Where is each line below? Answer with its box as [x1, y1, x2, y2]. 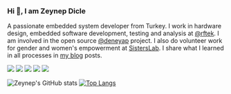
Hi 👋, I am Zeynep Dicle [7, 6, 86, 16]
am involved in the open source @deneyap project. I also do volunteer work [7, 37, 223, 45]
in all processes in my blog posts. [7, 51, 102, 59]
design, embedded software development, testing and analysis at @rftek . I [7, 29, 219, 37]
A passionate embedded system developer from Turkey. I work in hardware [7, 22, 222, 30]
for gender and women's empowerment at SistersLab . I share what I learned [7, 44, 224, 53]
